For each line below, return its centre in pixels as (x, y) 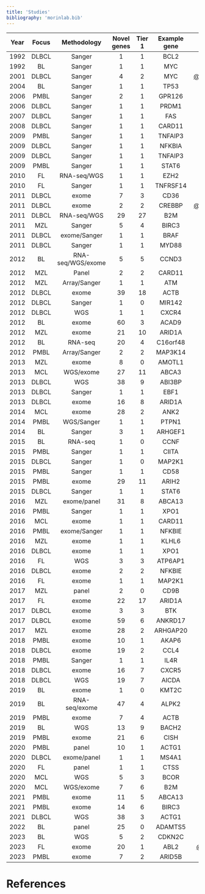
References (36, 884)
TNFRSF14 (171, 185)
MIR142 (171, 302)
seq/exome (81, 707)
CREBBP (171, 205)
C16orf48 (171, 342)
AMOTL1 (171, 362)
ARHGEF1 (171, 432)
